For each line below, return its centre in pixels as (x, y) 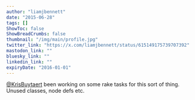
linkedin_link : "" (29, 62)
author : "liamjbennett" (36, 12)
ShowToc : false (25, 28)
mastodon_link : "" (29, 51)
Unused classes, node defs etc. (45, 91)
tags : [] (17, 23)
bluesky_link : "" (28, 56)
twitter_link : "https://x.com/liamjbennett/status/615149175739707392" (98, 46)
